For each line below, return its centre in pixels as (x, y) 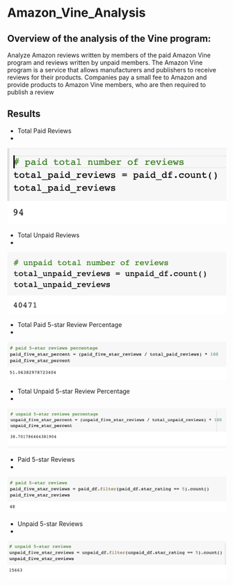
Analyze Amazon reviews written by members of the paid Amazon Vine (109, 55)
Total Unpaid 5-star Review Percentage (73, 391)
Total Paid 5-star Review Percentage (70, 325)
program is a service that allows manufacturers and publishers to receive (112, 70)
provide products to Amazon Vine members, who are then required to (107, 85)
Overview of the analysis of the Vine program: (109, 39)
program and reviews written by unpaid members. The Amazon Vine (105, 63)
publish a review (31, 92)
